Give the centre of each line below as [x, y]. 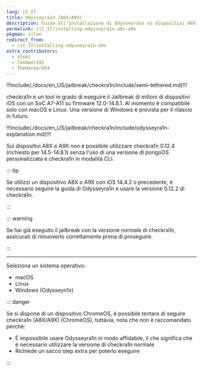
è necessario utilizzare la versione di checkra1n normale [85, 344]
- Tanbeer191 [28, 62]
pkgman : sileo [24, 34]
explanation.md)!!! [29, 134]
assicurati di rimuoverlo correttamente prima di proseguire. [79, 237]
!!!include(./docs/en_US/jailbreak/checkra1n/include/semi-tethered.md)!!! [97, 85]
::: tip [13, 170]
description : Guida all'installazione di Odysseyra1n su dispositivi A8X [101, 23]
